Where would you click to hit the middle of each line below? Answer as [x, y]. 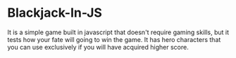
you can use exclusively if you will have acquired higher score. [98, 47]
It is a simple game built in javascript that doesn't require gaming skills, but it [118, 32]
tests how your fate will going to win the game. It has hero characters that [114, 39]
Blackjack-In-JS [55, 13]
